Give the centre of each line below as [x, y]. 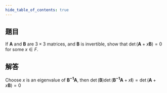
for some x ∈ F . [22, 50]
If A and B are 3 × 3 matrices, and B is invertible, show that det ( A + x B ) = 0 [84, 44]
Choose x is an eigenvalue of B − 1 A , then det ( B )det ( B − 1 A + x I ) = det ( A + [81, 80]
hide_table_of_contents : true [37, 10]
